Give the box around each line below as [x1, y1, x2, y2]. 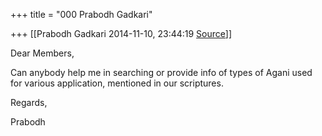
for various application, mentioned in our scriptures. [10, 77, 224, 89]
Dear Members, [10, 47, 75, 59]
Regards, [10, 97, 48, 108]
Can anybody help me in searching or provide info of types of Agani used [10, 67, 313, 78]
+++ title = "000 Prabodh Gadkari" [10, 9, 153, 20]
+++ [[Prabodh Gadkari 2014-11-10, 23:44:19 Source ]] [10, 28, 233, 39]
